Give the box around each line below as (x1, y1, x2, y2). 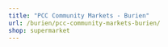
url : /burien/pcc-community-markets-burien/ (8, 19, 161, 27)
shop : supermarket (8, 26, 70, 34)
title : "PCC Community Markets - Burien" (8, 11, 150, 20)
